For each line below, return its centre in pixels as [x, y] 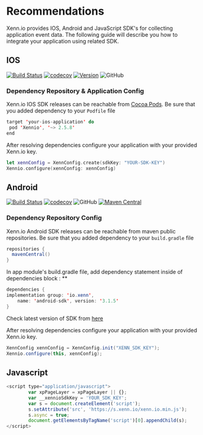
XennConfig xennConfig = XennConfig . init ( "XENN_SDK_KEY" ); [83, 348]
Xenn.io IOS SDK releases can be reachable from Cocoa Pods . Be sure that [101, 104]
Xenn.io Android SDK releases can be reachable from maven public [91, 231]
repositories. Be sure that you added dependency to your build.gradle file [100, 238]
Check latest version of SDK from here [55, 318]
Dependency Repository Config [54, 218]
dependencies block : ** [37, 279]
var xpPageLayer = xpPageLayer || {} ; [78, 392]
